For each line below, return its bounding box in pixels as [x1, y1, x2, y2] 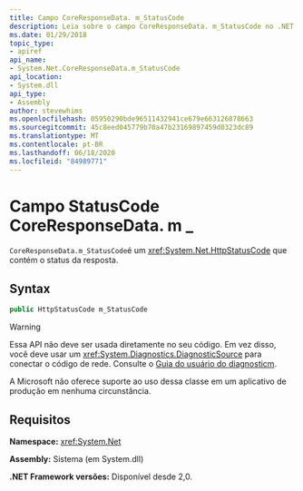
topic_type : [9, 38, 54, 48]
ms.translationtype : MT [9, 132, 100, 141]
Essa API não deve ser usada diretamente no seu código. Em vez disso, [9, 339, 277, 350]
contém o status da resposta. [9, 255, 119, 266]
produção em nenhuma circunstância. [9, 386, 151, 397]
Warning [9, 321, 41, 332]
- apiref [9, 47, 43, 56]
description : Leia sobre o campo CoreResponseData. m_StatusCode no [9, 22, 274, 31]
